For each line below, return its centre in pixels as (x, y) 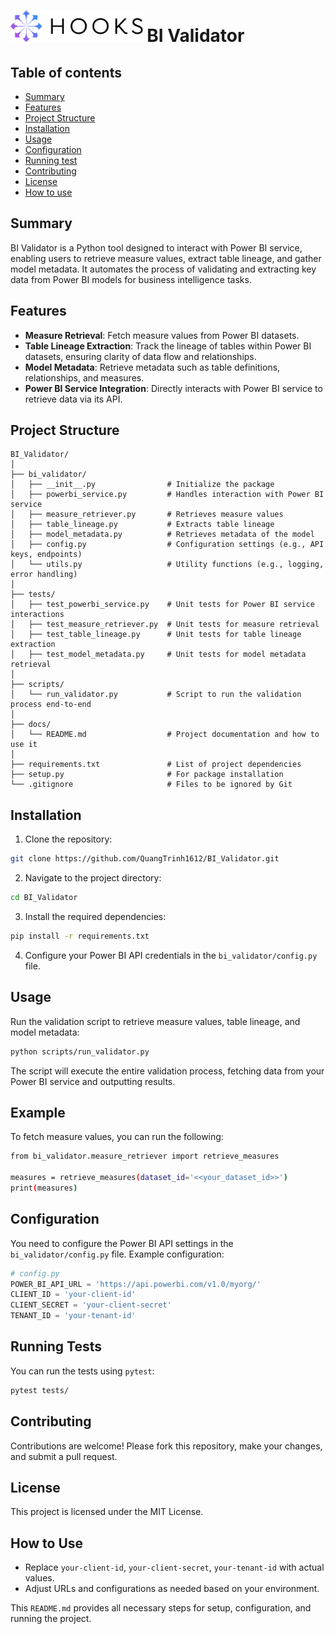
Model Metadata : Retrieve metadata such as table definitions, (152, 367)
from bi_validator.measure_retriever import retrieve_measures (145, 1156)
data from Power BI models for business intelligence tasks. (131, 279)
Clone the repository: (68, 839)
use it (24, 745)
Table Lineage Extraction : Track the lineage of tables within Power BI (168, 346)
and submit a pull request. (64, 1456)
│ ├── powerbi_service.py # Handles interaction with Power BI (167, 495)
